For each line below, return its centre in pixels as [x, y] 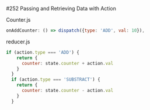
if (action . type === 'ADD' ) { [43, 52]
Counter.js [18, 20]
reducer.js [18, 42]
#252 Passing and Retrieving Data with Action [61, 8]
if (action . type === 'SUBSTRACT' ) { [56, 80]
